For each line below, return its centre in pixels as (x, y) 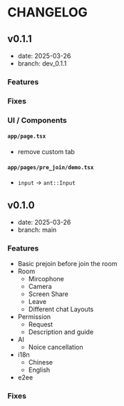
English (39, 370)
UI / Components (37, 120)
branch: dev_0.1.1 (42, 64)
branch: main (37, 230)
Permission (34, 317)
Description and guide (61, 332)
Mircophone (46, 279)
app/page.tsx (27, 136)
